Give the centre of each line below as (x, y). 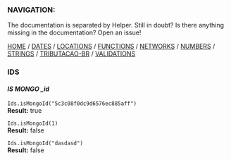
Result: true (25, 111)
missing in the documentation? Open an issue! (74, 32)
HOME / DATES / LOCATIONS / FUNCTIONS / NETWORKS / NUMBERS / (111, 47)
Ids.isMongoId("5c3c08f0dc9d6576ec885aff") (72, 104)
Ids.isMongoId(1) (33, 124)
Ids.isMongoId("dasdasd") (45, 143)
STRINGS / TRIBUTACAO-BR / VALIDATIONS (71, 54)
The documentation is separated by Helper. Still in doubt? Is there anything (115, 25)
